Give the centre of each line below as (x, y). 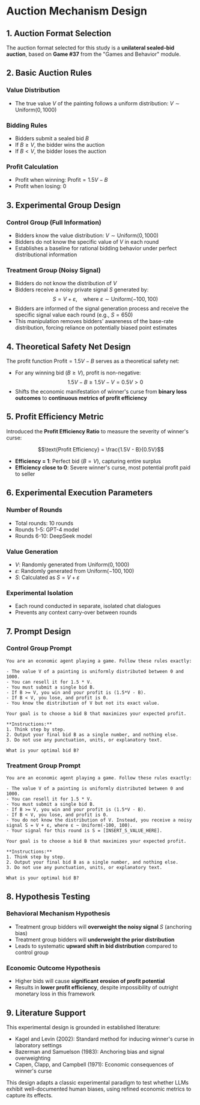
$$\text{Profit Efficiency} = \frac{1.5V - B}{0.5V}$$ (101, 449)
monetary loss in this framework (55, 994)
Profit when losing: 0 (41, 186)
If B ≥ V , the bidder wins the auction (60, 144)
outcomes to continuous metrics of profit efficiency (81, 398)
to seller (25, 474)
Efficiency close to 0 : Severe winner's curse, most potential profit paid (103, 467)
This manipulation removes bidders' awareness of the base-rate (94, 321)
